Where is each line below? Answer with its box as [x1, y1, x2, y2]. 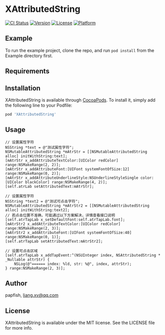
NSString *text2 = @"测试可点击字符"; [5, 199, 80, 204]
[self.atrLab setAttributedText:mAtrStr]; [5, 184, 94, 189]
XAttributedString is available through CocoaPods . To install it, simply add [5, 97, 156, 103]
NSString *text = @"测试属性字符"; [5, 145, 74, 150]
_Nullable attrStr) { [5, 257, 50, 262]
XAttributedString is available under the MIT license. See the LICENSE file [5, 320, 155, 326]
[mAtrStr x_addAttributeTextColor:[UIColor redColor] [5, 158, 119, 163]
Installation [5, 84, 41, 92]
